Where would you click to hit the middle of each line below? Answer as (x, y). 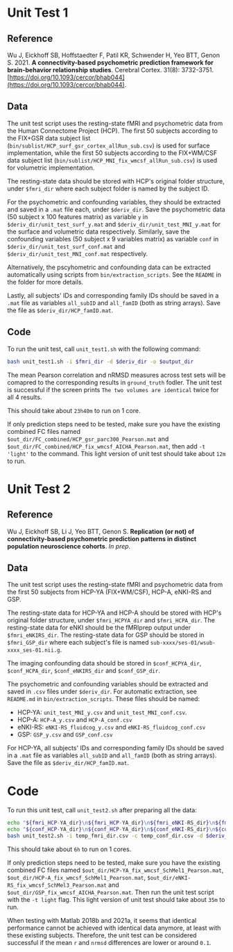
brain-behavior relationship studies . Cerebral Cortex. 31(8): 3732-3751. (110, 70)
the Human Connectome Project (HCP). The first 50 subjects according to (113, 131)
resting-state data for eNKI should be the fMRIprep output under (99, 628)
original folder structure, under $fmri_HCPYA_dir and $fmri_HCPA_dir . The (111, 620)
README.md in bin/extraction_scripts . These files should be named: (103, 699)
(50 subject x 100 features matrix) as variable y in (78, 216)
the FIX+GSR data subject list (49, 138)
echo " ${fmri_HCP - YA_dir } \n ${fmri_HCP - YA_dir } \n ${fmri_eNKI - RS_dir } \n (111, 823)
